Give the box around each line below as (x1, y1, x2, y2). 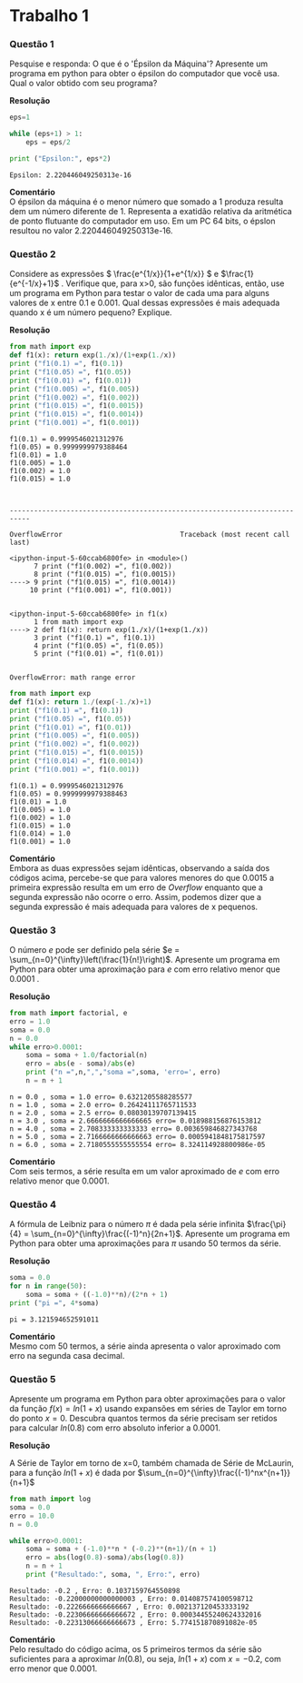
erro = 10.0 (9, 1511, 54, 1520)
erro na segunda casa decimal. (9, 1350, 125, 1361)
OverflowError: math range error (9, 673, 136, 682)
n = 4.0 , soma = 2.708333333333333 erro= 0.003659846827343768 (9, 1124, 258, 1134)
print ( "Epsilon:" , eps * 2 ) (9, 154, 112, 163)
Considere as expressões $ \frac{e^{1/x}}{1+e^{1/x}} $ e (9, 269, 220, 280)
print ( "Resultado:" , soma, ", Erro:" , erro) (25, 1570, 201, 1579)
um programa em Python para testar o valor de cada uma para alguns (9, 288, 270, 299)
